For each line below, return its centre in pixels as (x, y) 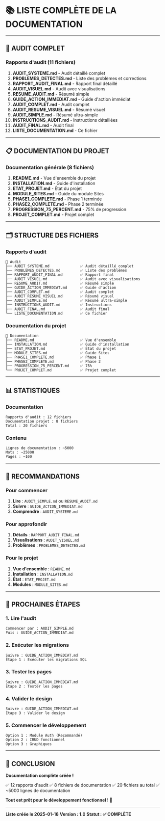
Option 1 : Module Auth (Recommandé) (44, 736)
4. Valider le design (29, 698)
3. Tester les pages (29, 672)
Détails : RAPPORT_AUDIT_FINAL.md (46, 535)
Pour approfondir (26, 524)
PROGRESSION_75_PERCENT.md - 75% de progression (70, 210)
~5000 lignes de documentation (38, 791)
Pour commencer (27, 490)
